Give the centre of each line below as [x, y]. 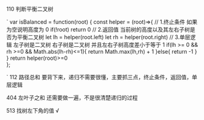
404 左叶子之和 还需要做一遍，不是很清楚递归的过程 [72, 97]
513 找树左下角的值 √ [33, 111]
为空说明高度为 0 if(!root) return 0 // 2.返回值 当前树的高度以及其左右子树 [98, 30]
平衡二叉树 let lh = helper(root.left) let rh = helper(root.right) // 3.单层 [104, 37]
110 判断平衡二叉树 [30, 9]
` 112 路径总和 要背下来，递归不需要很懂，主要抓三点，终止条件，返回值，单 [102, 77]
